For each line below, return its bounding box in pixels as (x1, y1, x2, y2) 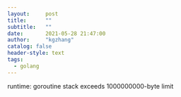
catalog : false (7, 43, 52, 50)
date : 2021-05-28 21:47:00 (7, 30, 106, 37)
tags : (7, 56, 23, 63)
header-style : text (7, 50, 65, 57)
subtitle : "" (7, 23, 52, 30)
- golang (13, 63, 40, 70)
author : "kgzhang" (7, 37, 74, 44)
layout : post (7, 10, 59, 18)
